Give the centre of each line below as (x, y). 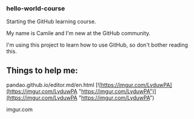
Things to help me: (42, 70)
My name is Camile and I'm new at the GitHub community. (79, 33)
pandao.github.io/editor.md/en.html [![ (54, 85)
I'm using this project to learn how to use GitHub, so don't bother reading (97, 45)
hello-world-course (36, 8)
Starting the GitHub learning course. (51, 22)
